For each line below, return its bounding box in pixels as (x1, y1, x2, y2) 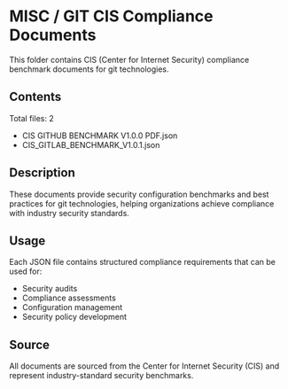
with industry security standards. (9, 207, 130, 218)
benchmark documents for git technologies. (9, 64, 169, 74)
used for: (9, 266, 43, 276)
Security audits (21, 284, 78, 294)
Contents (9, 89, 62, 105)
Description (9, 166, 75, 181)
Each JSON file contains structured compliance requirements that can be (9, 257, 276, 268)
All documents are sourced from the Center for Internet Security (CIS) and (9, 361, 280, 371)
